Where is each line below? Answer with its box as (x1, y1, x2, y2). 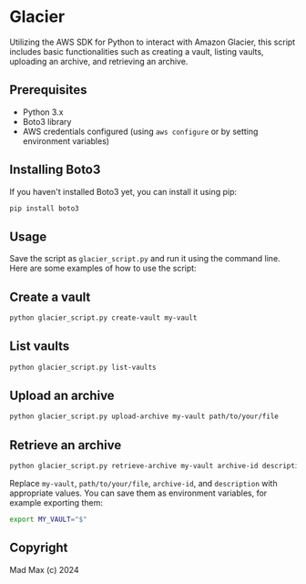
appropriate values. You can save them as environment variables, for (9, 487, 268, 498)
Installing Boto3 (9, 162, 101, 178)
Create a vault (9, 289, 91, 304)
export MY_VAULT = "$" (9, 515, 88, 524)
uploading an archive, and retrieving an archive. (9, 56, 189, 67)
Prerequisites (9, 82, 87, 97)
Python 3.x (22, 107, 64, 118)
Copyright (9, 540, 68, 556)
